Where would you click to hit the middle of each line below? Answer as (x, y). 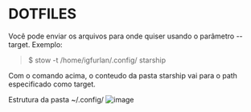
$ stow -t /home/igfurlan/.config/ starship (97, 60)
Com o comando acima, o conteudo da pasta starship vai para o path (123, 75)
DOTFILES (43, 14)
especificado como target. (52, 84)
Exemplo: (47, 44)
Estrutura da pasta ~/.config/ (56, 99)
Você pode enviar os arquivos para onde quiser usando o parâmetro (121, 36)
